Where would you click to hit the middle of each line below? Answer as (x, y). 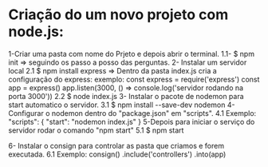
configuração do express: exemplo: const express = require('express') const (134, 79)
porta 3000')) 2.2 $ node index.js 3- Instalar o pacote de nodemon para (126, 96)
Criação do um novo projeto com (118, 15)
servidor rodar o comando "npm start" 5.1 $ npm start (96, 130)
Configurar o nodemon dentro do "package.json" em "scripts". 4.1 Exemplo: (132, 113)
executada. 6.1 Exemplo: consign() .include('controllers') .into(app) (117, 154)
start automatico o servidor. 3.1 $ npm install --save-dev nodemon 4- (122, 105)
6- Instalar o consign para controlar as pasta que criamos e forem (116, 145)
